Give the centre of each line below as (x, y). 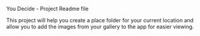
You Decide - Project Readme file (48, 9)
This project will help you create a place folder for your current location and (100, 20)
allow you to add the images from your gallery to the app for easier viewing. (100, 27)
